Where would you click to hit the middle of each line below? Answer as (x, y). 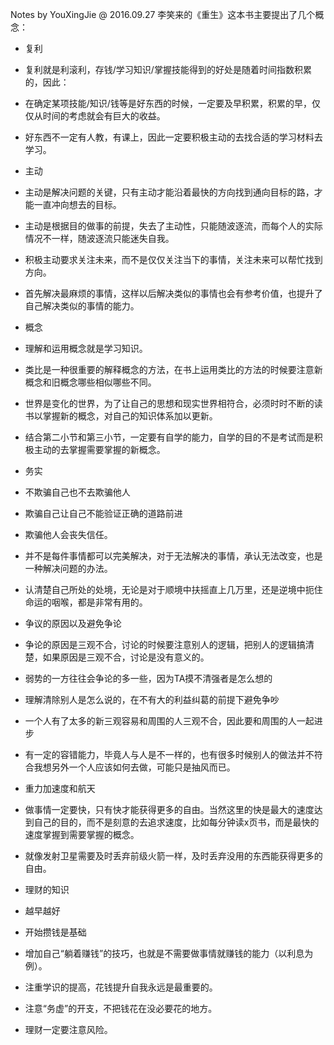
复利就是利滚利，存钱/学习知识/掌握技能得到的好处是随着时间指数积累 (168, 69)
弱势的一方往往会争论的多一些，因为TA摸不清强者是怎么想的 (148, 678)
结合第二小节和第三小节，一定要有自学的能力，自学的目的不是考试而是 (169, 437)
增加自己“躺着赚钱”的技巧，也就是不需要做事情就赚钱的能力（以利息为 (169, 953)
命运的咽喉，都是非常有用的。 (86, 602)
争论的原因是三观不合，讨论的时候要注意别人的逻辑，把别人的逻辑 (160, 644)
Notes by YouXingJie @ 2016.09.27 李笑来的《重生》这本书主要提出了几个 (163, 14)
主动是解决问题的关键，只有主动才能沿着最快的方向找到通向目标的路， (169, 192)
